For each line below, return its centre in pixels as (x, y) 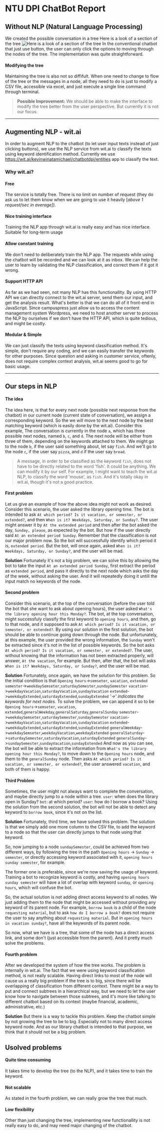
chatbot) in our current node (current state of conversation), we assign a (78, 415)
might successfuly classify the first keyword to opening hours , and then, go (81, 619)
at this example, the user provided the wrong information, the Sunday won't (80, 640)
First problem (19, 493)
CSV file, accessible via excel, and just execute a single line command (75, 87)
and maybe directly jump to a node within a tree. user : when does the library (82, 797)
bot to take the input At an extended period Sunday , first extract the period (80, 566)
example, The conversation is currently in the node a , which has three (75, 431)
